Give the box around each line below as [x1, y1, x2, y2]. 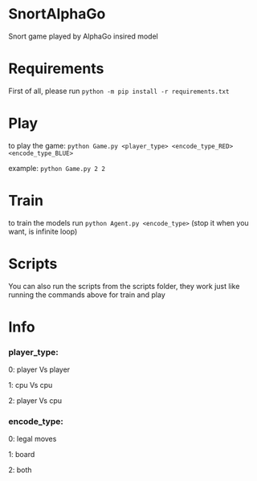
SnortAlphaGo [8, 5, 106, 23]
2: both [8, 465, 32, 475]
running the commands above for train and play [8, 290, 166, 300]
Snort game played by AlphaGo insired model [8, 31, 158, 41]
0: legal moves [8, 434, 57, 444]
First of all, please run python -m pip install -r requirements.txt [8, 86, 230, 96]
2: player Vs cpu [8, 396, 63, 406]
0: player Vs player [8, 365, 71, 374]
